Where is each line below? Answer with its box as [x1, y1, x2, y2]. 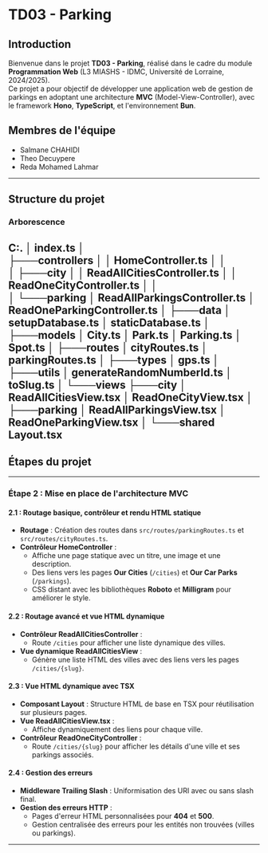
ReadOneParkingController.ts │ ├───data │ [8, 303, 231, 316]
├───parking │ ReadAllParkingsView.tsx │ [8, 403, 226, 416]
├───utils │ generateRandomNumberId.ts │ [8, 365, 233, 379]
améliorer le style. [31, 593, 91, 603]
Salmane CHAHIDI [19, 145, 80, 155]
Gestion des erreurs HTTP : [19, 803, 112, 812]
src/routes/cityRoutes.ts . [19, 534, 108, 544]
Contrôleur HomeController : [19, 542, 117, 552]
